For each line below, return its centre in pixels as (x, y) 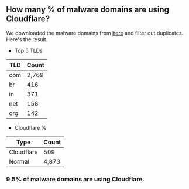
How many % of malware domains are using (88, 10)
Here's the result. (27, 39)
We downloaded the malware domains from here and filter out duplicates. (95, 33)
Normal (19, 161)
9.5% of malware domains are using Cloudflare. (75, 179)
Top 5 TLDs (28, 50)
